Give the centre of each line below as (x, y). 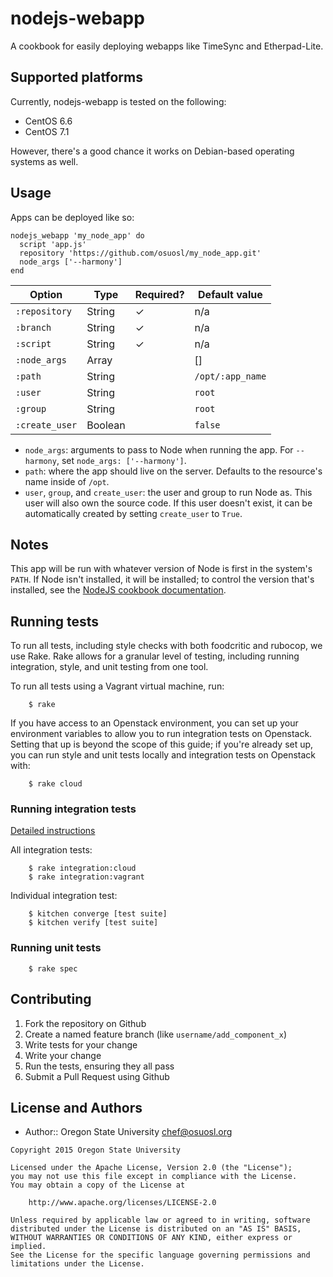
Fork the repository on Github (85, 1023)
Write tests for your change (81, 1044)
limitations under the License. (77, 1264)
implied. (28, 1247)
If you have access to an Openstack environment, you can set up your (154, 723)
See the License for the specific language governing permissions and (160, 1255)
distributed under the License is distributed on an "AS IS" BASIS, (156, 1229)
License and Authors (76, 1107)
